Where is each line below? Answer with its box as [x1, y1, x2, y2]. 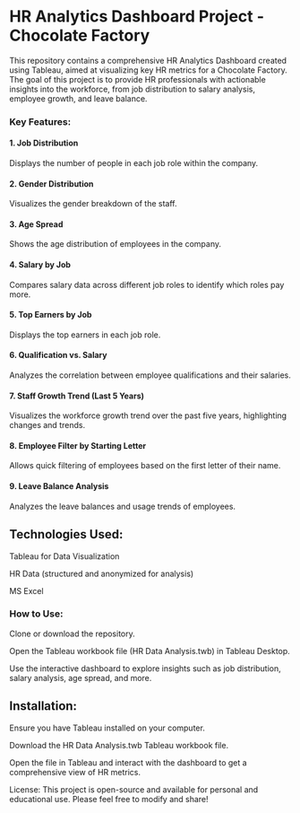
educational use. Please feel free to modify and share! [9, 793, 209, 804]
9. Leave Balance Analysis [9, 481, 109, 492]
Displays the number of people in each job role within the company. [9, 158, 259, 169]
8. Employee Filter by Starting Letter [9, 440, 146, 450]
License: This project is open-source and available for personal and [9, 783, 259, 795]
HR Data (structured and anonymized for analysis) [9, 568, 194, 579]
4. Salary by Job [9, 259, 72, 270]
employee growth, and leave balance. [9, 92, 148, 104]
